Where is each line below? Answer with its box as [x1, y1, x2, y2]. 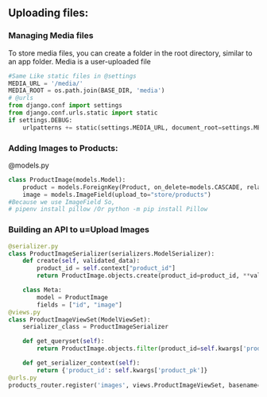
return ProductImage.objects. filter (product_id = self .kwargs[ [37, 345, 244, 353]
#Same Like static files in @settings [8, 71, 137, 80]
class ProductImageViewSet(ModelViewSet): [8, 315, 151, 324]
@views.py [8, 308, 41, 316]
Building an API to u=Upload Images [8, 224, 149, 235]
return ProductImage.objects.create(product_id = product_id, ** [37, 272, 250, 280]
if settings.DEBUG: [8, 116, 73, 124]
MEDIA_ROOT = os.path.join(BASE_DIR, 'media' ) [8, 87, 165, 94]
